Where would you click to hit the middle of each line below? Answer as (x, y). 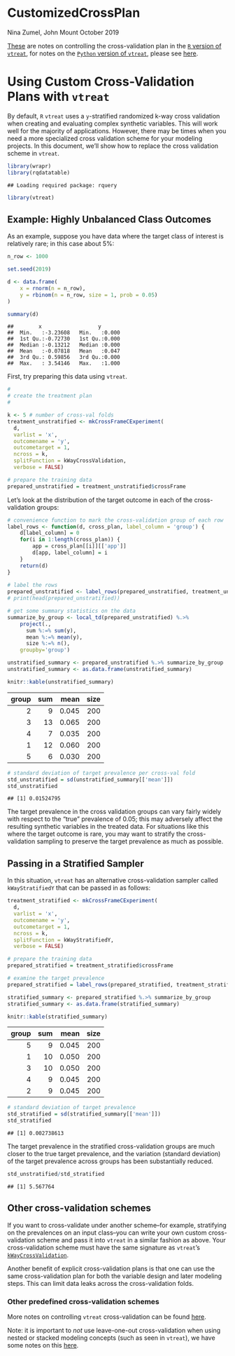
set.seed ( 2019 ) (29, 269)
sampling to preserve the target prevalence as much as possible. (130, 841)
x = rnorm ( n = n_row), (53, 288)
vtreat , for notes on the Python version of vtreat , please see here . (103, 53)
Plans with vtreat (58, 97)
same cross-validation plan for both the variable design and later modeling (115, 1276)
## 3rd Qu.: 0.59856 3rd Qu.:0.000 (64, 358)
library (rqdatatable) (39, 172)
